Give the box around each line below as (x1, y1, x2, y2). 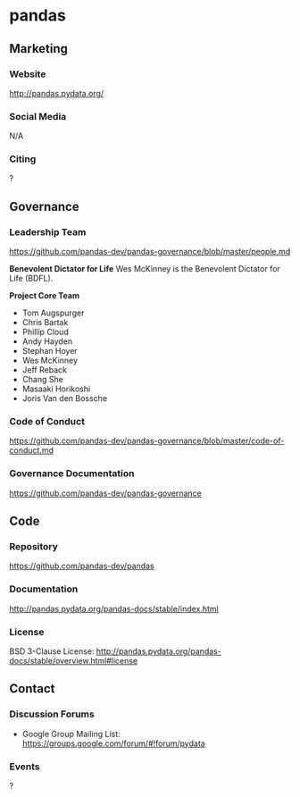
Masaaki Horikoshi (21, 383, 91, 394)
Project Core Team (9, 290, 80, 301)
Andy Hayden (21, 336, 73, 347)
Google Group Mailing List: (21, 728, 121, 739)
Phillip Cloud (21, 327, 69, 338)
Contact (9, 681, 55, 697)
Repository (9, 541, 58, 553)
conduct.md (9, 445, 54, 456)
